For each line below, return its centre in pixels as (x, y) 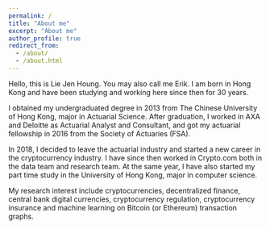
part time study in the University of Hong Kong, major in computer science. (133, 175)
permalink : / (30, 16)
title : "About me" (39, 23)
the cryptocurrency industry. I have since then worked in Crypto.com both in (135, 157)
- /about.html (39, 61)
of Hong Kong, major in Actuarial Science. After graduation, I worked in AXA (134, 116)
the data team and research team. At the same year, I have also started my (132, 166)
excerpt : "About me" (43, 31)
